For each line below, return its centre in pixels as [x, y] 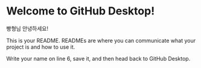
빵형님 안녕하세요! [27, 28]
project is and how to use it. [41, 47]
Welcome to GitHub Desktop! [81, 11]
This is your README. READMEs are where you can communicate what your [101, 40]
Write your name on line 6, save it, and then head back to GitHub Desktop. [98, 58]
